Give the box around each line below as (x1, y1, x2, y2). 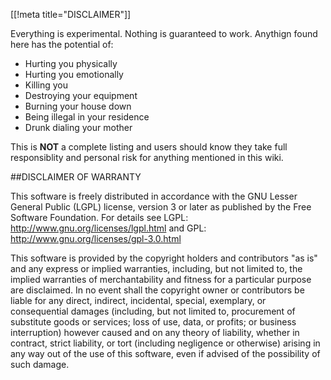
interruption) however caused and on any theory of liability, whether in (10, 327, 300, 338)
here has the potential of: (10, 39, 114, 50)
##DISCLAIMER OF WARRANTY (10, 171, 142, 183)
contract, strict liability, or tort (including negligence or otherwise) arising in (10, 337, 321, 349)
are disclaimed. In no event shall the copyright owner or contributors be (10, 284, 305, 296)
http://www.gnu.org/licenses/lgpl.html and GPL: (10, 222, 207, 234)
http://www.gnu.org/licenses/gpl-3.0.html (10, 233, 182, 244)
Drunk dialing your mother (24, 122, 133, 133)
